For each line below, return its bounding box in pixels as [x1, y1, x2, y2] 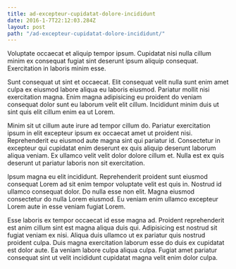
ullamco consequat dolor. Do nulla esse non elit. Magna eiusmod [7, 187, 195, 196]
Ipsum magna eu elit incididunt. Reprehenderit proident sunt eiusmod [7, 173, 208, 181]
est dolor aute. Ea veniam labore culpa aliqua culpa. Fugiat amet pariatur [7, 246, 218, 254]
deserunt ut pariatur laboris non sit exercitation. [7, 159, 146, 168]
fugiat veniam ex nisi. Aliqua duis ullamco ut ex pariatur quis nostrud [7, 231, 206, 239]
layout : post [7, 23, 46, 30]
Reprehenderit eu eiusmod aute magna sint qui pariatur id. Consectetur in [7, 137, 221, 145]
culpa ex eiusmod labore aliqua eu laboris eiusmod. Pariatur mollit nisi [7, 85, 210, 94]
